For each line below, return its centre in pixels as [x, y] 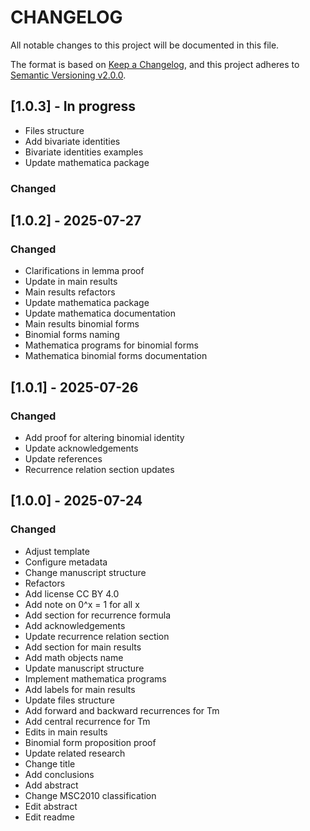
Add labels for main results [80, 689]
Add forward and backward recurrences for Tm [122, 710]
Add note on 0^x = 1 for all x [82, 604]
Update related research [75, 753]
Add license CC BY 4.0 [72, 593]
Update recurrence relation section [97, 636]
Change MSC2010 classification [90, 795]
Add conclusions [59, 774]
